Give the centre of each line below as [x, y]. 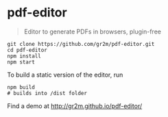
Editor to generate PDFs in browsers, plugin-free [92, 31]
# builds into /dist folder [47, 93]
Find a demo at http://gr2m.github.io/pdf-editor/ [75, 106]
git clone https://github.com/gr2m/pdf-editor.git [81, 44]
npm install [24, 56]
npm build [21, 87]
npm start [21, 62]
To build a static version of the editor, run [65, 75]
